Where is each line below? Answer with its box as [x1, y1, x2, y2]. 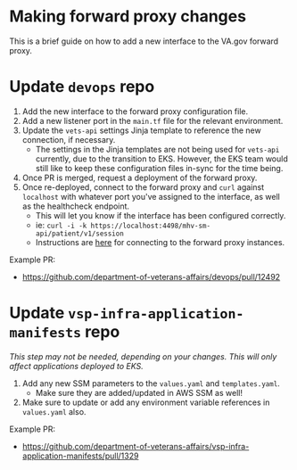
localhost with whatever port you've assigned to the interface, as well [21, 191, 281, 202]
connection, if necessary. [21, 134, 116, 144]
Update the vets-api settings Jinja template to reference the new [21, 125, 261, 136]
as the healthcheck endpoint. [21, 201, 130, 211]
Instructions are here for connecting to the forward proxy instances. [35, 236, 285, 247]
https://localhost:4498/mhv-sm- [90, 221, 211, 230]
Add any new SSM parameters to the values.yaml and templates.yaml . [21, 377, 281, 389]
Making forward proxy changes [9, 6, 247, 27]
